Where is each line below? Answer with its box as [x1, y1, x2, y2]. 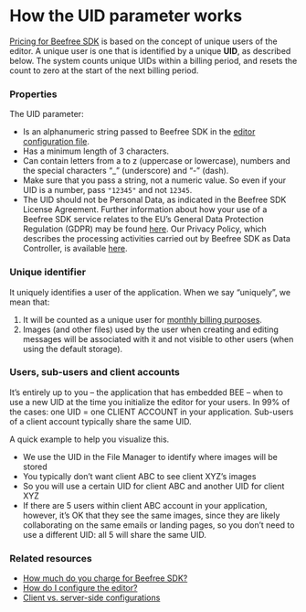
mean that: [9, 296, 50, 307]
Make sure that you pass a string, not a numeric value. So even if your [22, 175, 287, 186]
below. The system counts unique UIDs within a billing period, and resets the [9, 55, 298, 66]
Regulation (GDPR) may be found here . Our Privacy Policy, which [22, 223, 267, 234]
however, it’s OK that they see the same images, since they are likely [22, 510, 280, 521]
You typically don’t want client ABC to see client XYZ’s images [22, 470, 257, 481]
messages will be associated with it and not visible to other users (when [22, 333, 294, 344]
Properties [9, 88, 58, 101]
